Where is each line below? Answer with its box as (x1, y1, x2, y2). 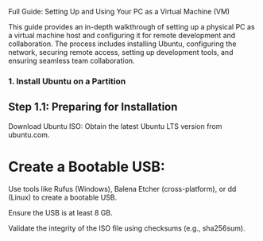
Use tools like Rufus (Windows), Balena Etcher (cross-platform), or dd (8, 184, 237, 193)
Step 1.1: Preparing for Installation (8, 100, 178, 114)
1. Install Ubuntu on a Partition (8, 76, 126, 87)
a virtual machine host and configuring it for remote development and (8, 31, 236, 40)
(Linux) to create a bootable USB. (8, 192, 118, 202)
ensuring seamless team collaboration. (8, 56, 135, 65)
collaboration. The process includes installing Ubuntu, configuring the (8, 39, 237, 49)
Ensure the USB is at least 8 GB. (8, 208, 113, 217)
